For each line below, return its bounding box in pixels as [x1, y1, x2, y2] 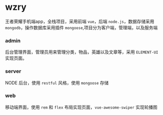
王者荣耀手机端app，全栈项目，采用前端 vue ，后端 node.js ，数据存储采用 [5, 18, 155, 24]
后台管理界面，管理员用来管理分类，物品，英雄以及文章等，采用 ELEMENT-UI [5, 49, 159, 55]
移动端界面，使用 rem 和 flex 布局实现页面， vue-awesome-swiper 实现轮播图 [5, 104, 158, 110]
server [5, 68, 21, 75]
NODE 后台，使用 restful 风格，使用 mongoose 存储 [5, 79, 109, 85]
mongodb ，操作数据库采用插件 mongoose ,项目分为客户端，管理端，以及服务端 [5, 24, 158, 31]
